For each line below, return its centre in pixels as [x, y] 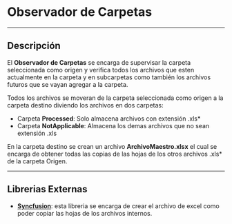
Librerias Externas [47, 189]
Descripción [34, 46]
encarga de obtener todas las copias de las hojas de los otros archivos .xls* [115, 154]
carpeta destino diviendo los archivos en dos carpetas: [85, 105]
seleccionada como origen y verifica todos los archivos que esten [101, 70]
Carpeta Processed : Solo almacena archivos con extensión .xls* [109, 119]
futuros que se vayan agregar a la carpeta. [68, 84]
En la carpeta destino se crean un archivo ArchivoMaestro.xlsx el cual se [112, 146]
